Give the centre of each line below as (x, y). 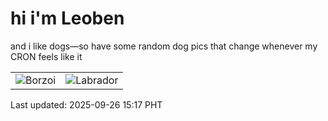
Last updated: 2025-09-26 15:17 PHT (86, 104)
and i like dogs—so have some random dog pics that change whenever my (164, 46)
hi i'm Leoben (67, 18)
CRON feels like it (46, 56)
